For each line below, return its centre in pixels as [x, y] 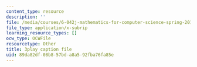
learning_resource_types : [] [42, 33]
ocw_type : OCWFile [28, 38]
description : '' [26, 17]
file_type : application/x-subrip [47, 28]
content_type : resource [35, 11]
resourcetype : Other [31, 44]
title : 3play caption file [39, 50]
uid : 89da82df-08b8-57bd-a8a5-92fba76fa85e [60, 55]
